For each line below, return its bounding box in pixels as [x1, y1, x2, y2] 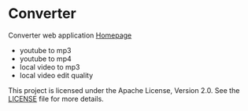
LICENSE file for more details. [8, 94, 104, 103]
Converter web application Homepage [8, 30, 132, 40]
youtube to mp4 [19, 54, 72, 63]
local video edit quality [19, 70, 94, 80]
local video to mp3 [19, 62, 80, 71]
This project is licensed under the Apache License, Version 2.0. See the [8, 85, 240, 95]
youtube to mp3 [19, 45, 72, 55]
